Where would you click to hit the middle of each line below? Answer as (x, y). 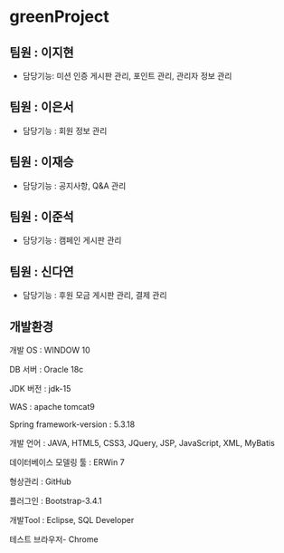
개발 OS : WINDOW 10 (50, 350)
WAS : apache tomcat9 (52, 407)
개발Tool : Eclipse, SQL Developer (72, 520)
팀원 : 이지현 (42, 52)
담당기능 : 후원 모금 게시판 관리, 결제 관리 (95, 296)
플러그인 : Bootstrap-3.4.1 (56, 501)
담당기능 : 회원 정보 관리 (65, 131)
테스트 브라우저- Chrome (54, 539)
